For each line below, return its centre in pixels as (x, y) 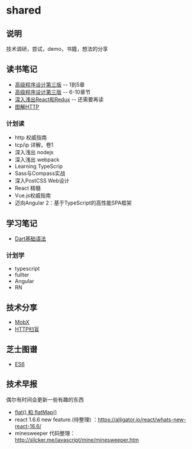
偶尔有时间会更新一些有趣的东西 (45, 399)
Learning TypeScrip (39, 167)
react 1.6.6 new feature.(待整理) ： (56, 419)
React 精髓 (28, 188)
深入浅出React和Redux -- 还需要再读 (59, 99)
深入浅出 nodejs (34, 152)
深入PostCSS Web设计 (42, 181)
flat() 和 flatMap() (36, 412)
